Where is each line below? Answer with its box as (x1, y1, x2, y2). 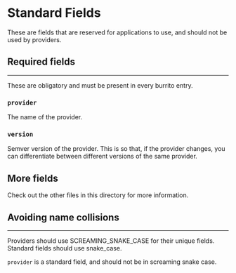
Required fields (7, 56, 76, 68)
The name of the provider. (7, 113, 83, 121)
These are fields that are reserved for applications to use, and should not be (7, 28, 228, 36)
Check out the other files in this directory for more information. (7, 191, 189, 199)
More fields (7, 172, 58, 184)
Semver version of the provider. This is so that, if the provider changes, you (7, 145, 226, 153)
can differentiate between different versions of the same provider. (7, 152, 198, 161)
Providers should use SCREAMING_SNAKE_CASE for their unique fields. (7, 237, 215, 245)
